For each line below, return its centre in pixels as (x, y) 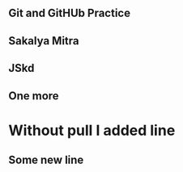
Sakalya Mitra (44, 41)
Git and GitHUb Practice (70, 13)
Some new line (46, 160)
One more (34, 96)
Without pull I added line (92, 130)
